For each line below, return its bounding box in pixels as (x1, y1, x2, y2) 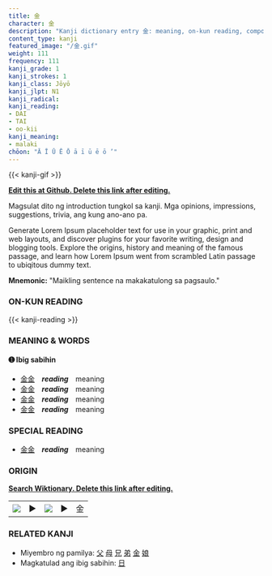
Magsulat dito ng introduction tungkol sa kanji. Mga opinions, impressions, (8, 201, 257, 211)
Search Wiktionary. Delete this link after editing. (8, 484, 173, 493)
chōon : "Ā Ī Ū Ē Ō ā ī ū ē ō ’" (8, 148, 117, 156)
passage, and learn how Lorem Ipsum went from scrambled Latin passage (8, 251, 256, 261)
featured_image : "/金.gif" (8, 42, 99, 50)
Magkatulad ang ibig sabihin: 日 (19, 557, 125, 568)
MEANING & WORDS (8, 334, 91, 346)
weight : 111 (8, 49, 49, 58)
